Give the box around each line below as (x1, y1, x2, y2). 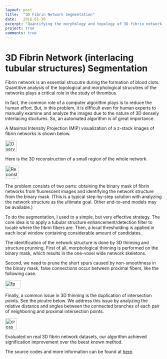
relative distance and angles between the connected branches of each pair (5, 303, 160, 309)
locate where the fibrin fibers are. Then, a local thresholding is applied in (5, 224, 155, 230)
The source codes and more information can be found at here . (5, 348, 133, 354)
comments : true (5, 30, 37, 35)
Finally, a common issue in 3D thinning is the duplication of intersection (5, 292, 152, 298)
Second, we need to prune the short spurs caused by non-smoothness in (5, 259, 156, 265)
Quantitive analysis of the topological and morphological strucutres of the (5, 84, 157, 90)
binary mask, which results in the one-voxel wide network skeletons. (5, 250, 146, 256)
